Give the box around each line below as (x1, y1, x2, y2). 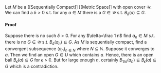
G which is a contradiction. (5, 63, 59, 70)
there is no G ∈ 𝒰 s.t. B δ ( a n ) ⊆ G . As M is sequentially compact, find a (5, 39, 147, 46)
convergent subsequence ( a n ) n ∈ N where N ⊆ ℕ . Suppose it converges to (5, 46, 155, 53)
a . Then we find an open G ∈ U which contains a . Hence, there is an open (5, 52, 154, 58)
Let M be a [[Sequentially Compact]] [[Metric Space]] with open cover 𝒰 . (5, 4, 152, 10)
